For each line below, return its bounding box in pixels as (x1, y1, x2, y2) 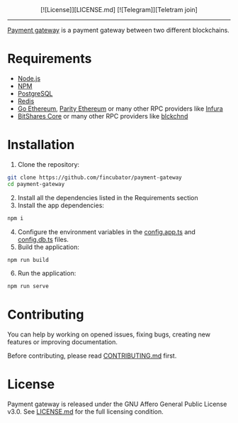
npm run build (7, 256, 50, 263)
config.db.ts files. (17, 235, 69, 243)
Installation (7, 137, 75, 153)
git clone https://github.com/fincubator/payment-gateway (7, 174, 182, 181)
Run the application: (17, 269, 76, 278)
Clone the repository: (17, 160, 80, 168)
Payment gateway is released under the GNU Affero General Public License (7, 400, 227, 409)
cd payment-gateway (7, 180, 65, 187)
